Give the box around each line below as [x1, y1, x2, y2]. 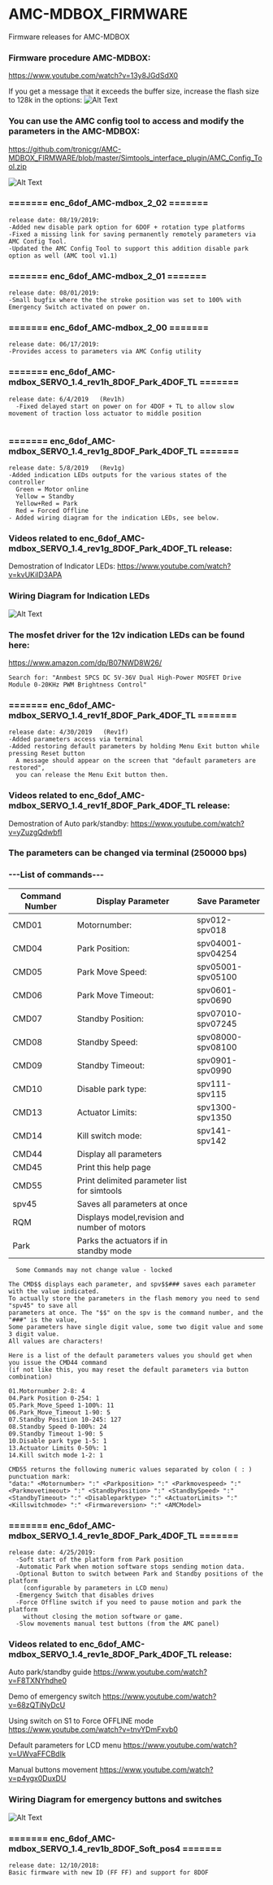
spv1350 [196, 1111, 232, 1123]
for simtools [76, 1185, 123, 1196]
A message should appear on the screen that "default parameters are [15, 756, 256, 765]
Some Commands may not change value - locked [15, 1265, 173, 1274]
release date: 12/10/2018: [8, 1861, 100, 1870]
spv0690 [196, 994, 232, 1006]
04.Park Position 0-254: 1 [8, 1394, 100, 1402]
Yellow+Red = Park [15, 500, 79, 508]
